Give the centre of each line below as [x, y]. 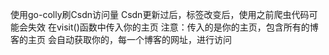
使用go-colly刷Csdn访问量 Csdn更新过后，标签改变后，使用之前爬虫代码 [160, 14]
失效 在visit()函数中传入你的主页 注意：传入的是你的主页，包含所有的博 [173, 27]
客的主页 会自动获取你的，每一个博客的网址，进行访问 [121, 39]
